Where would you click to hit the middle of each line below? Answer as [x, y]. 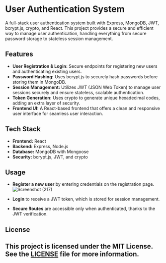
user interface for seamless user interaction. [58, 113]
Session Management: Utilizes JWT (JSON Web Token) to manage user [86, 87]
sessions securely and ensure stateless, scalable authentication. [78, 92]
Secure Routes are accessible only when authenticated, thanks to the [84, 209]
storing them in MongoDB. [39, 82]
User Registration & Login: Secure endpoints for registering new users [85, 66]
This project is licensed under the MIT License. [79, 246]
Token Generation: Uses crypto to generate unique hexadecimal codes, [86, 98]
